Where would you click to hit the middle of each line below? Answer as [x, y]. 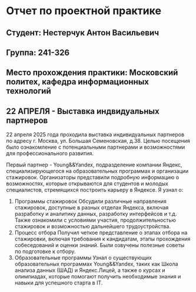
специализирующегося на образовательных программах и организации [97, 171]
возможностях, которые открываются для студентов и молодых [87, 183]
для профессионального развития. [50, 153]
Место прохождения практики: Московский [92, 73]
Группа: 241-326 [38, 52]
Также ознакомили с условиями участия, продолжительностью [95, 220]
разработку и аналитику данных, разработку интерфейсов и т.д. [96, 214]
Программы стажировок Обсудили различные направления [90, 201]
